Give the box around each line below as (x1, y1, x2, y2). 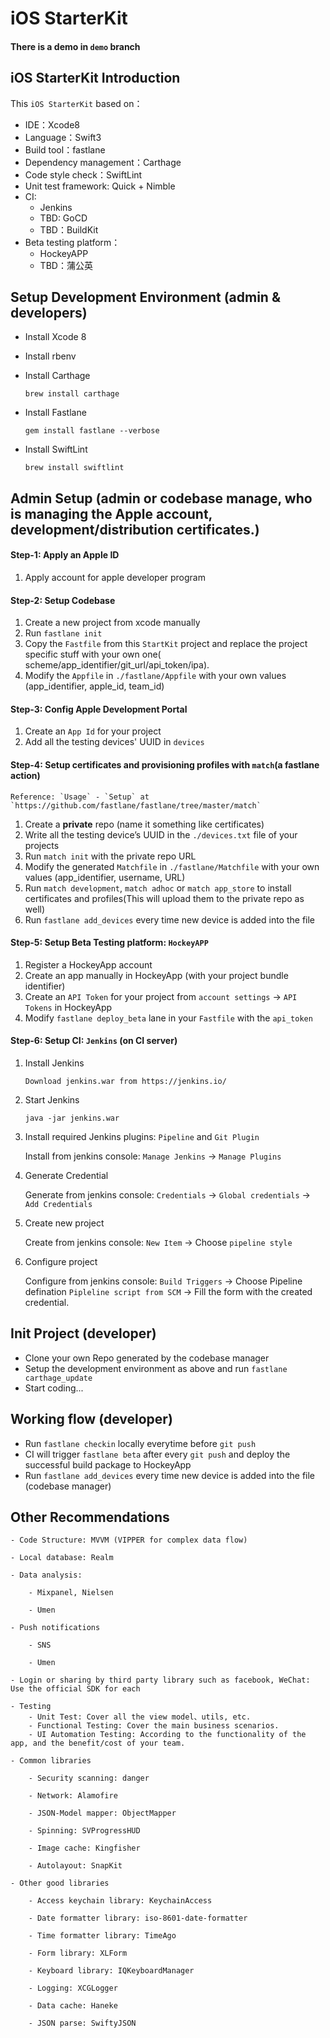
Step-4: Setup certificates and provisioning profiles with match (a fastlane (10, 759, 320, 771)
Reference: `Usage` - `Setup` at (10, 792, 150, 802)
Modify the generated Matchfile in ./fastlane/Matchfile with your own (24, 860, 320, 872)
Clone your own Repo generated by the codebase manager (24, 1352, 270, 1364)
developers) (10, 304, 88, 321)
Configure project (24, 1256, 98, 1268)
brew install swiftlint (24, 463, 125, 473)
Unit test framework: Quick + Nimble (24, 180, 176, 192)
